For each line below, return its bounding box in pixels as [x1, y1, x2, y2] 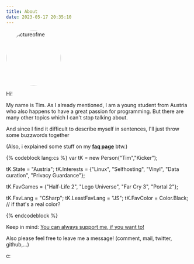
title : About [6, 8, 38, 15]
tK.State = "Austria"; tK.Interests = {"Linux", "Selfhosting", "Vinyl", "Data [6, 165, 179, 173]
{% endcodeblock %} [6, 212, 58, 219]
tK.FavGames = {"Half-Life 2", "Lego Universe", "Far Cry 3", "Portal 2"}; [6, 183, 178, 190]
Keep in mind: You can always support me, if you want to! [6, 223, 144, 230]
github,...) [6, 241, 29, 248]
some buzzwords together [6, 131, 70, 138]
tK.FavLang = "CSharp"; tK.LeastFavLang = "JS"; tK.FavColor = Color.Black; [6, 194, 189, 201]
